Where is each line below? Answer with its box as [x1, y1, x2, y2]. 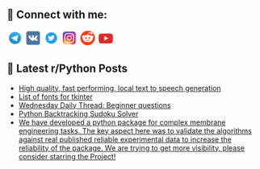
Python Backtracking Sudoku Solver [18, 109, 139, 118]
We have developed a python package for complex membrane [18, 117, 226, 127]
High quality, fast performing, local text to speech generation [18, 83, 222, 93]
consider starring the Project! [18, 151, 116, 161]
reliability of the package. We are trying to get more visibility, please [18, 142, 245, 153]
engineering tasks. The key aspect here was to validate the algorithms [18, 126, 253, 135]
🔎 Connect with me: [6, 8, 107, 22]
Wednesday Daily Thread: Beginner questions [18, 100, 171, 109]
